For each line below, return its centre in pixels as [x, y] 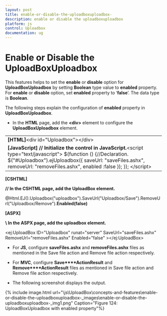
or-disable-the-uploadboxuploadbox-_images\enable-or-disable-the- [76, 298]
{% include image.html [28, 292]
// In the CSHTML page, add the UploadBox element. [60, 188]
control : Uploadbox [25, 28]
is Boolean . [17, 98]
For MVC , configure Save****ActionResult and [62, 262]
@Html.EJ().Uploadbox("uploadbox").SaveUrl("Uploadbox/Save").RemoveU [83, 198]
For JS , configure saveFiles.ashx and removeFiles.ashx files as [78, 247]
